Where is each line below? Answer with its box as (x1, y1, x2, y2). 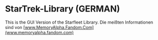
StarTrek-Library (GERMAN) (5, 3, 120, 14)
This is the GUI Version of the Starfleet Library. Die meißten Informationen (5, 19, 154, 25)
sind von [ (5, 24, 25, 30)
